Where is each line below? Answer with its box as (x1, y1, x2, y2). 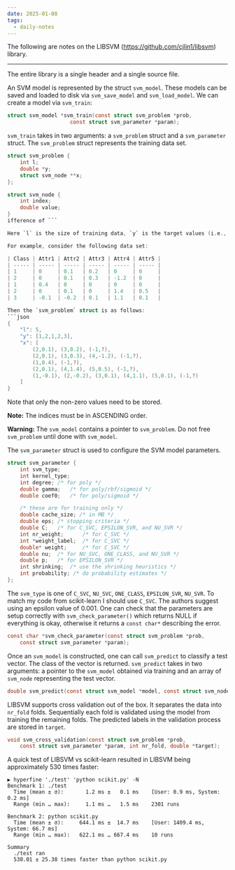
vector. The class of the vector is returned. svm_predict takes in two (7, 659, 203, 667)
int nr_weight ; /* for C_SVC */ (20, 531, 130, 538)
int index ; (20, 198, 52, 205)
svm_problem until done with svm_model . (7, 433, 118, 441)
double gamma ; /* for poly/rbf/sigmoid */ (20, 485, 152, 493)
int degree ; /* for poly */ (20, 479, 101, 486)
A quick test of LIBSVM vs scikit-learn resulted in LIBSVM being (7, 755, 191, 764)
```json (7, 313, 30, 320)
